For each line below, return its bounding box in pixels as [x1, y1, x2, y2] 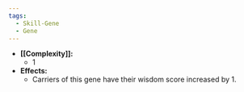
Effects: [19, 66, 48, 76]
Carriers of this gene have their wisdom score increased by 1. [32, 74, 237, 85]
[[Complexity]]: [19, 49, 74, 59]
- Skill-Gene [15, 19, 60, 27]
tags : [8, 11, 27, 20]
